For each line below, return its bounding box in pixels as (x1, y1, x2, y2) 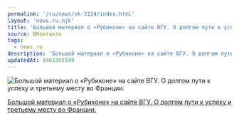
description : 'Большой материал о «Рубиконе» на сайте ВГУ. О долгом (7, 51, 218, 58)
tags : (7, 37, 23, 44)
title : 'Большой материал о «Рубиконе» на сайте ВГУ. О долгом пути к (7, 23, 221, 31)
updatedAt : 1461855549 (7, 57, 75, 64)
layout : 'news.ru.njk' (7, 17, 75, 24)
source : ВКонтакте (7, 30, 62, 38)
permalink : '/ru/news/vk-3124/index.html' (7, 10, 135, 18)
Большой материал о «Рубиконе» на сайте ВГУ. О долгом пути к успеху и (7, 98, 232, 106)
